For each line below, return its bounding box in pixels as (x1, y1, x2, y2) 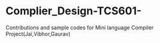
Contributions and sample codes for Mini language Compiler (5, 24, 154, 31)
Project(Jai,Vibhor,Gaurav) (5, 30, 71, 37)
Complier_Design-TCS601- (5, 4, 141, 18)
